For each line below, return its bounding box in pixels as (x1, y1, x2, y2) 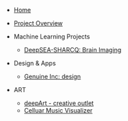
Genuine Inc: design (23, 72, 81, 80)
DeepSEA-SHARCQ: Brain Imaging (23, 46, 122, 54)
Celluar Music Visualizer (23, 107, 93, 114)
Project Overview (13, 19, 63, 27)
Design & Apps (13, 59, 56, 67)
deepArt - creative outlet (23, 99, 94, 107)
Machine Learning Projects (13, 32, 91, 41)
